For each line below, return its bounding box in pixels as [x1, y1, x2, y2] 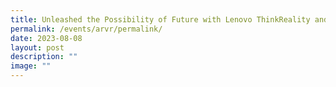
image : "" [10, 61, 52, 71]
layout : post [10, 42, 65, 53]
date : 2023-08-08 [10, 33, 83, 43]
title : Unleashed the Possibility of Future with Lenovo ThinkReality [10, 14, 311, 25]
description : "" [10, 52, 78, 62]
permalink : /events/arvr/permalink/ [10, 24, 163, 34]
